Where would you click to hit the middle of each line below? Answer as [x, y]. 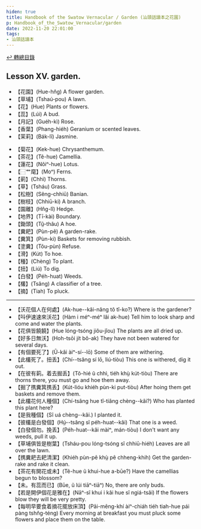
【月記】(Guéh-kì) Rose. [45, 121]
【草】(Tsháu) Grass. [41, 186]
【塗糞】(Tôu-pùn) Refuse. [48, 246]
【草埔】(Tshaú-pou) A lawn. [51, 99]
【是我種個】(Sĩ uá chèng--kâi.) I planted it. [68, 415]
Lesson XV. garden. [43, 76]
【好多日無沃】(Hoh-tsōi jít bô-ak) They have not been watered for [97, 338]
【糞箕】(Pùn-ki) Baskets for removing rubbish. [73, 238]
